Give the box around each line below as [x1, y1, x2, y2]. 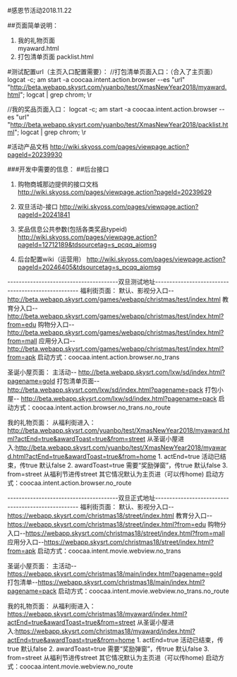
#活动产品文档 [7, 143, 49, 150]
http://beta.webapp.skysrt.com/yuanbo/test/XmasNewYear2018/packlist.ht [10, 121, 229, 128]
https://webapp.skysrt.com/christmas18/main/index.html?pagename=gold [7, 570, 223, 577]
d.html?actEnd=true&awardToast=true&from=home [7, 453, 157, 460]
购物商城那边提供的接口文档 [17, 180, 99, 188]
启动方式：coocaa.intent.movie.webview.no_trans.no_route [58, 587, 229, 595]
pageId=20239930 [7, 150, 63, 159]
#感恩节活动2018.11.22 [7, 6, 72, 14]
